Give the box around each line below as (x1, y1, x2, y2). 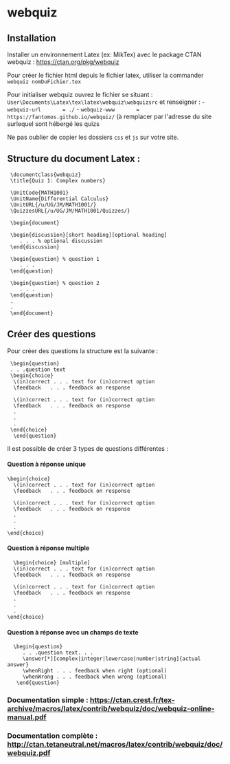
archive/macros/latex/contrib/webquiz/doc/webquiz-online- (7, 704, 215, 714)
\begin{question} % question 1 (10, 255, 100, 262)
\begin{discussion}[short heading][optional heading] (10, 231, 168, 238)
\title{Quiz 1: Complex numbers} (10, 177, 106, 184)
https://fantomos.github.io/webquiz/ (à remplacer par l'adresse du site (7, 112, 212, 120)
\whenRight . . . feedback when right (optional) (22, 668, 168, 675)
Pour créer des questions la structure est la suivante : (7, 346, 159, 355)
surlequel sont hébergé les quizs (7, 120, 100, 128)
